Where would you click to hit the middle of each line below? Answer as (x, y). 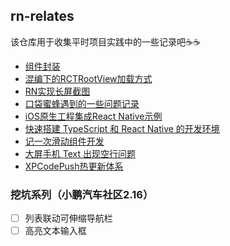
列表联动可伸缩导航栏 (68, 218)
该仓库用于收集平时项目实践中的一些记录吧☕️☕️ (105, 41)
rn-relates (42, 16)
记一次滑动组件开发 (64, 141)
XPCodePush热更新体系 (74, 166)
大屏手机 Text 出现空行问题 (80, 153)
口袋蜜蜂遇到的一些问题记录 (82, 103)
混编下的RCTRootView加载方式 (88, 78)
